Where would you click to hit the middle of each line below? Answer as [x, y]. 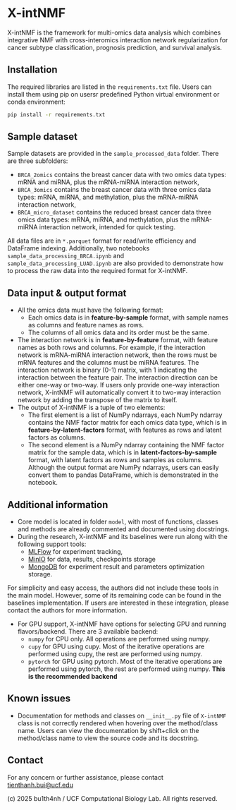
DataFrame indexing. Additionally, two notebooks [79, 248]
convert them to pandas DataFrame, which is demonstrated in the [123, 475]
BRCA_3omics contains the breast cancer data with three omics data [114, 190]
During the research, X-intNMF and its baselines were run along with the [122, 537]
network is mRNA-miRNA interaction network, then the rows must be [117, 355]
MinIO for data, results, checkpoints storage [92, 560]
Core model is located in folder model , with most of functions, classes [118, 522]
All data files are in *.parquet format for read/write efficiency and [102, 241]
